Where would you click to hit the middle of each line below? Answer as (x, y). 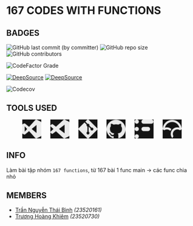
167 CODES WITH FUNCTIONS (84, 11)
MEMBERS (27, 195)
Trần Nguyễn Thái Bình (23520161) (58, 210)
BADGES (23, 33)
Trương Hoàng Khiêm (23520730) (57, 216)
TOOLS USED (32, 108)
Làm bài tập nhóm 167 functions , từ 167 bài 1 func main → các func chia (96, 170)
